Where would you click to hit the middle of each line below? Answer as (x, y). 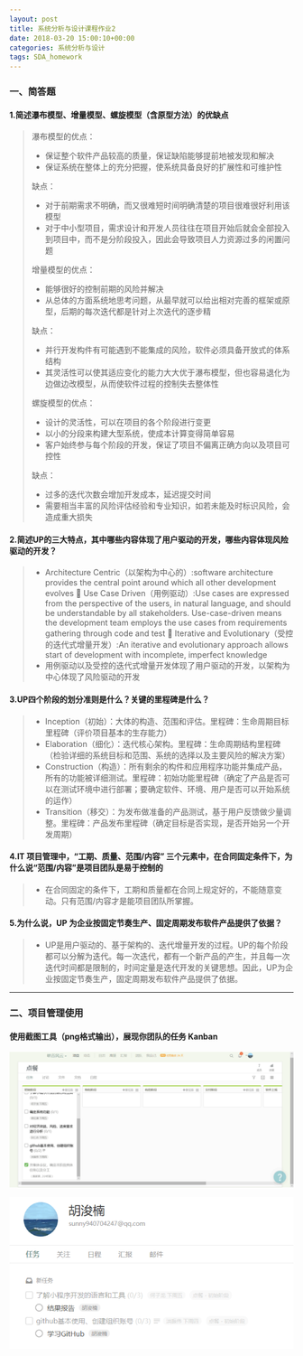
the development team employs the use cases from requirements (166, 622)
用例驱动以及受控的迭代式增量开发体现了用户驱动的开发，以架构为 (167, 666)
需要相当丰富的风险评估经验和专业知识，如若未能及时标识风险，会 (167, 506)
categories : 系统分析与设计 (57, 48)
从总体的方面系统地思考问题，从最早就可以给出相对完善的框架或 (163, 300)
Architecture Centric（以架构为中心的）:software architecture (159, 573)
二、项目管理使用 (46, 1013)
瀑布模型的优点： (63, 136)
